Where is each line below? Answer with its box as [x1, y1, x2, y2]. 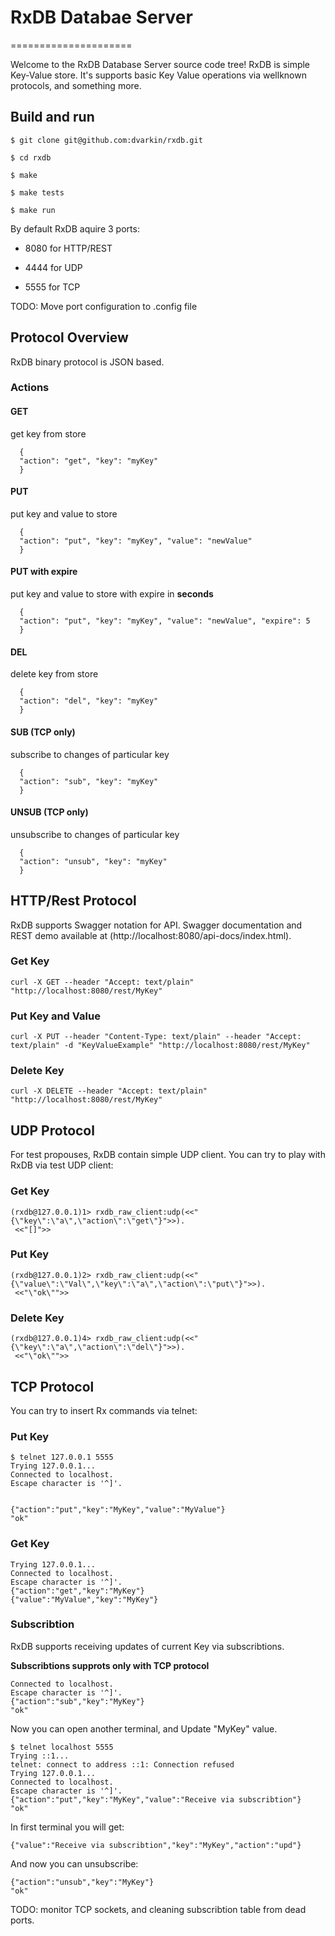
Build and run [10, 109, 95, 126]
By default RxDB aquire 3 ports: [10, 222, 140, 235]
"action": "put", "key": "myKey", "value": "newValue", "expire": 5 [19, 616, 311, 626]
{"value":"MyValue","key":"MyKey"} [10, 1594, 159, 1605]
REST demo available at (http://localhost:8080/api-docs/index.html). [10, 929, 292, 941]
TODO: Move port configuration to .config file [10, 300, 198, 312]
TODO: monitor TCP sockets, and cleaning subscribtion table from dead [10, 1903, 307, 1915]
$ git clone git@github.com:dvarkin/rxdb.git [10, 135, 203, 145]
